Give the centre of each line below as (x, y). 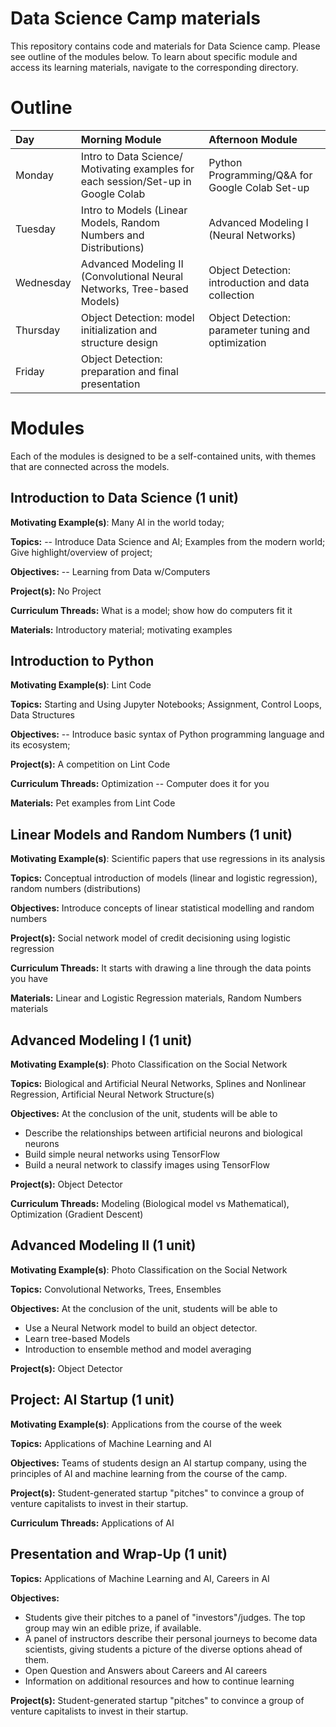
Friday (30, 371)
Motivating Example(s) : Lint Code (81, 685)
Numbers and (112, 235)
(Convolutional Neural (132, 276)
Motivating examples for (137, 169)
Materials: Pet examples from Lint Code (93, 803)
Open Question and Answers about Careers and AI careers (146, 1670)
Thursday (38, 330)
